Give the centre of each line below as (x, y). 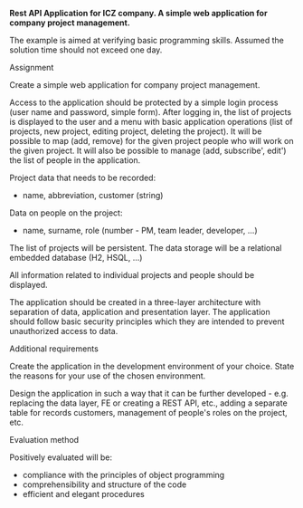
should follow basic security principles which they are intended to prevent (147, 321)
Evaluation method (44, 440)
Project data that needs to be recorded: (83, 177)
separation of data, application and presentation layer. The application (140, 312)
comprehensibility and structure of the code (104, 484)
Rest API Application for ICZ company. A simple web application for (139, 13)
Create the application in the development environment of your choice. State (152, 366)
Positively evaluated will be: (61, 457)
